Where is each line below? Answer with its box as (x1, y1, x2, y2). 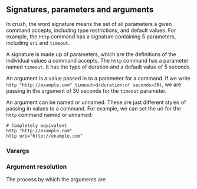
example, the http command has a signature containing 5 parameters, (6, 32, 176, 40)
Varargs (6, 146, 29, 155)
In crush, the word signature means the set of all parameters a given (6, 20, 172, 27)
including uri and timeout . (6, 39, 70, 46)
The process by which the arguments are (6, 176, 106, 183)
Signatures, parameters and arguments (6, 5, 154, 15)
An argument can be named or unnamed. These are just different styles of (6, 99, 186, 106)
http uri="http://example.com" (6, 133, 83, 139)
